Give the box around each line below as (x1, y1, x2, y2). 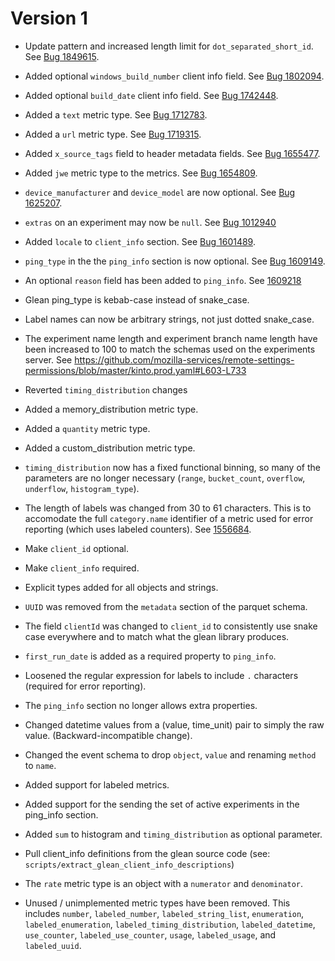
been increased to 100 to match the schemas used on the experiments (24, 343, 316, 355)
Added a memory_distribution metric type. (24, 403, 199, 415)
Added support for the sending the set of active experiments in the (24, 798, 300, 810)
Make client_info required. (24, 562, 140, 574)
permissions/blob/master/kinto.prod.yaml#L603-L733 (24, 364, 247, 376)
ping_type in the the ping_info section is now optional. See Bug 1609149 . (24, 255, 326, 267)
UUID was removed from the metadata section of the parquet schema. (24, 600, 308, 612)
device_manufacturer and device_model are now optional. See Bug (24, 186, 296, 198)
